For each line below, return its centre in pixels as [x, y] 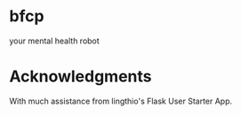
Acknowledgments [81, 77]
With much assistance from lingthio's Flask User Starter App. [121, 101]
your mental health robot [54, 41]
